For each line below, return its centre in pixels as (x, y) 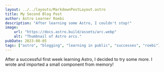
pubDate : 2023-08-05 (26, 41)
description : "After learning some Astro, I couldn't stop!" (69, 23)
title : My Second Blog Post (34, 14)
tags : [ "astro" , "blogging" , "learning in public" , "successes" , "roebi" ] (83, 45)
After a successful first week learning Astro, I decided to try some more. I (79, 59)
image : (12, 28)
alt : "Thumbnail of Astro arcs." (48, 37)
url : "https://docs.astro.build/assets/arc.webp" (65, 32)
